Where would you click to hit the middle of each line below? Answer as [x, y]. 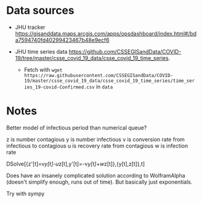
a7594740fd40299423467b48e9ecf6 [62, 40]
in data [104, 86]
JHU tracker [30, 27]
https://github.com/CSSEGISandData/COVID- [125, 51]
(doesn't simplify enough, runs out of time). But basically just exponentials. [99, 182]
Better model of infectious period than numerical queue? [76, 128]
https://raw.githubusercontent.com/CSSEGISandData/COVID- [98, 75]
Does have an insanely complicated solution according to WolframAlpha [96, 175]
